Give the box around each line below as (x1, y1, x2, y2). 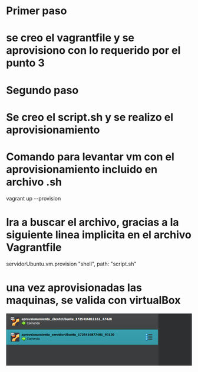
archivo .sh (6, 175, 62, 189)
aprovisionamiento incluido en (6, 163, 158, 176)
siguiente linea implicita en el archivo (6, 228, 192, 241)
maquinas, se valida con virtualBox (6, 293, 181, 307)
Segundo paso (6, 83, 79, 97)
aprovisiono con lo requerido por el (6, 44, 181, 57)
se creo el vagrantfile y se (6, 31, 134, 45)
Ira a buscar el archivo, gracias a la (6, 215, 179, 229)
